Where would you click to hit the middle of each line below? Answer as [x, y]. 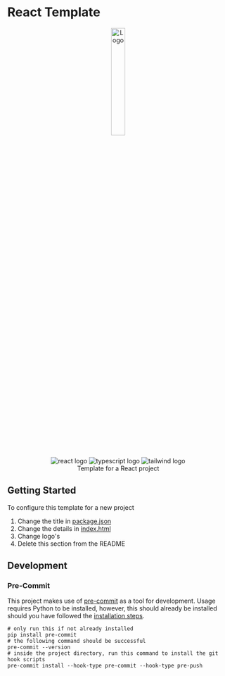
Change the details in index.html [64, 528]
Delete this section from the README [71, 544]
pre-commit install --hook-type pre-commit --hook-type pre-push [105, 666]
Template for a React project [118, 468]
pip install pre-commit [42, 635]
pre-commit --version [39, 647]
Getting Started [42, 490]
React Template [54, 12]
